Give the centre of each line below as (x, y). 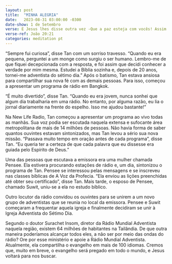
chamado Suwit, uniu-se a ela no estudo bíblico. (56, 187)
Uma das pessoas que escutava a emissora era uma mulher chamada (79, 159)
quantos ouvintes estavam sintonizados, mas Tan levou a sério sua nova (82, 133)
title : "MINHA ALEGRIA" (32, 15)
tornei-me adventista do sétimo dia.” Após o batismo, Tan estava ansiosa (83, 75)
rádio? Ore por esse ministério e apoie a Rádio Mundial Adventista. (76, 239)
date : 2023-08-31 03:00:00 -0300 (43, 20)
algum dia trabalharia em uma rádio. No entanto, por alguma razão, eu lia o (84, 101)
